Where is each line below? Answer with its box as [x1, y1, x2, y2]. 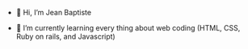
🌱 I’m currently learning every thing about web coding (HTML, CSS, [15, 23, 241, 32]
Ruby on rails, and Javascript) [15, 32, 116, 41]
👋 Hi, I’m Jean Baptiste [15, 8, 91, 17]
